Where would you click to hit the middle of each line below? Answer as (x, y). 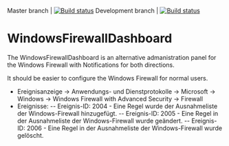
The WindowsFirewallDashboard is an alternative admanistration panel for (112, 57)
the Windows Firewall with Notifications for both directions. (91, 65)
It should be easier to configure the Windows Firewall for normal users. (108, 78)
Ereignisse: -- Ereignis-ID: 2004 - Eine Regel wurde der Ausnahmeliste (117, 106)
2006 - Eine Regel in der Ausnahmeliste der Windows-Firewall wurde (124, 128)
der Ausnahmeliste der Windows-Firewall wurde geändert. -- (103, 121)
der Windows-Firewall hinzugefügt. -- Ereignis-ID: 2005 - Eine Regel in (118, 113)
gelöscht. (30, 135)
